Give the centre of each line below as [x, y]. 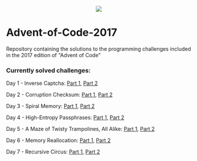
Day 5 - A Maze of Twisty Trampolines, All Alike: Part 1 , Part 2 [80, 129]
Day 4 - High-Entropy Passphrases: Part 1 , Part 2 [65, 117]
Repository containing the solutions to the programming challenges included [98, 49]
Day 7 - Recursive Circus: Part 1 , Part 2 [53, 152]
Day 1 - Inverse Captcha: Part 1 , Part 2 [52, 83]
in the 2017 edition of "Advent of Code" [54, 55]
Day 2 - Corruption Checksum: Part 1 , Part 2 [59, 95]
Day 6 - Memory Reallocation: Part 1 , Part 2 [58, 140]
